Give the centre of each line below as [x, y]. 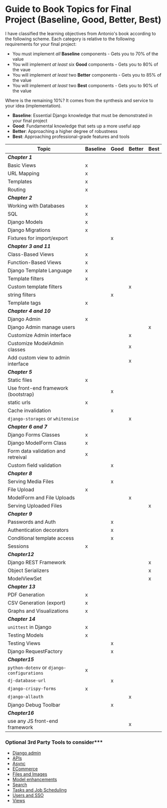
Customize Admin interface [39, 335]
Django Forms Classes [34, 435]
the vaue [21, 69]
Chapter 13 [22, 586]
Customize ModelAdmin [36, 343]
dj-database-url [27, 680]
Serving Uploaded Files [35, 505]
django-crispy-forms [32, 689]
